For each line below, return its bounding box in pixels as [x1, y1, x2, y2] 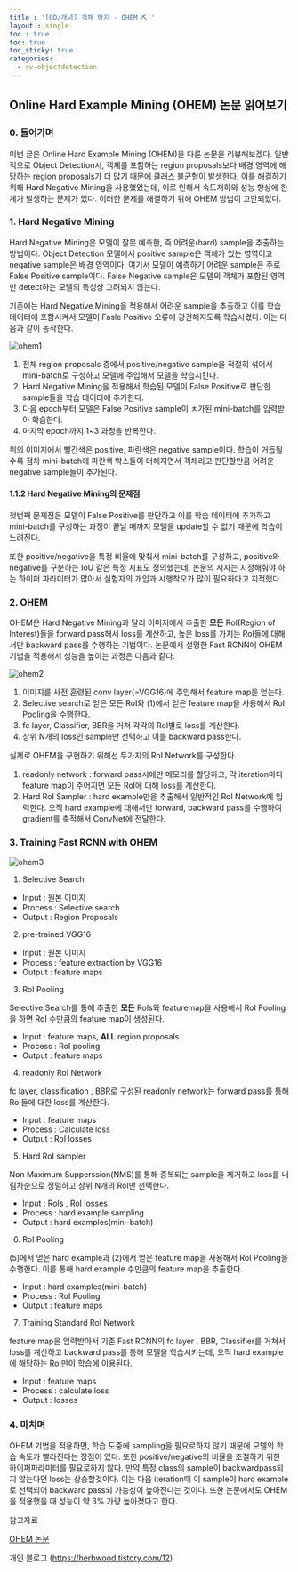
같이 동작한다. [25, 322, 74, 333]
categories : [9, 54, 53, 63]
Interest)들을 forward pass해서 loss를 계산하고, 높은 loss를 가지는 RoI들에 [9, 629, 270, 639]
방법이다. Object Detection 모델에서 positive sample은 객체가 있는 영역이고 [9, 248, 273, 259]
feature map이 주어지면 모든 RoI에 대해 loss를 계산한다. [21, 780, 216, 791]
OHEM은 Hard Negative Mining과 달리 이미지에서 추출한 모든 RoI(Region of [9, 617, 276, 628]
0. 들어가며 [9, 126, 54, 139]
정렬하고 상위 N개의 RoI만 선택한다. [47, 1180, 170, 1191]
